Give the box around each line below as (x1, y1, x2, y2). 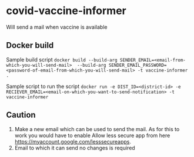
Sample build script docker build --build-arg (6, 56, 118, 63)
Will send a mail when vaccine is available (6, 23, 108, 30)
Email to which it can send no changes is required (14, 144, 135, 151)
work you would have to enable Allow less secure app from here (14, 132, 170, 139)
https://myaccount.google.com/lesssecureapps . (14, 138, 131, 145)
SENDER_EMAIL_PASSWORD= (108, 62, 167, 68)
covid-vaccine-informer (6, 4, 126, 18)
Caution (6, 110, 36, 120)
